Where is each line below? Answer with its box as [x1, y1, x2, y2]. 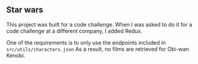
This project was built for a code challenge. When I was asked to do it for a [6, 21, 193, 28]
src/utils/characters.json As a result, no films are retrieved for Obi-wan [6, 45, 189, 53]
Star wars [6, 5, 43, 15]
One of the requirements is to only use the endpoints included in [6, 39, 166, 46]
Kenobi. [6, 51, 25, 59]
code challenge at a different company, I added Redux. [6, 27, 143, 34]
